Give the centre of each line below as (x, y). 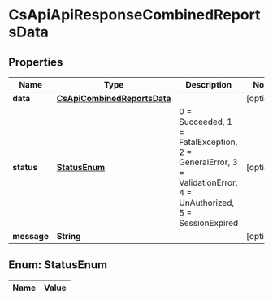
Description (209, 85)
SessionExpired (208, 223)
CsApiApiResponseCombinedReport (134, 15)
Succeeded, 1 (206, 122)
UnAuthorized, (206, 203)
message (30, 236)
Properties (36, 62)
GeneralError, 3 (208, 162)
